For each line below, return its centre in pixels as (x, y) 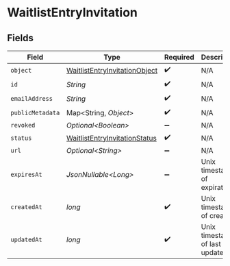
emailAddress (32, 98)
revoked (23, 125)
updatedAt (26, 240)
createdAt (26, 207)
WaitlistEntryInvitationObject (112, 70)
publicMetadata (35, 112)
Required (179, 57)
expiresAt (26, 174)
